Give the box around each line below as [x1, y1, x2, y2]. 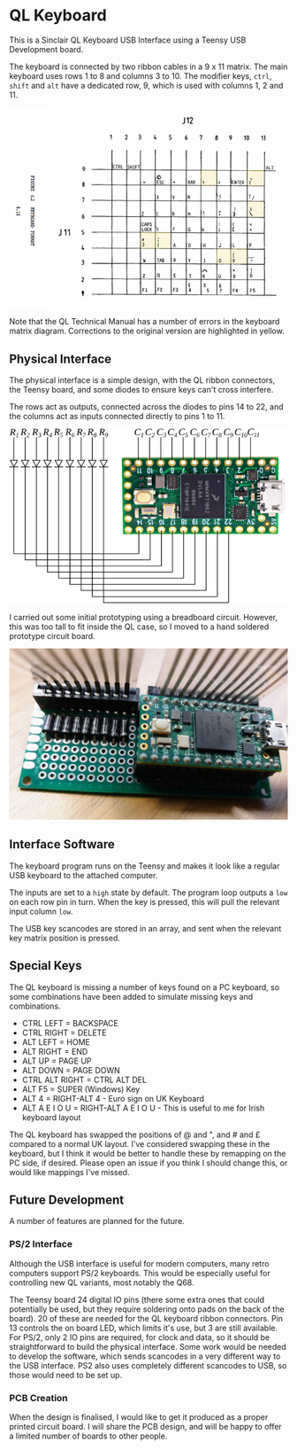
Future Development [9, 1192, 125, 1207]
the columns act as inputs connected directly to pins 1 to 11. [9, 411, 225, 422]
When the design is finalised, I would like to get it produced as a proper [9, 1412, 269, 1423]
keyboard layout [21, 1111, 81, 1122]
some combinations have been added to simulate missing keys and [9, 991, 254, 1002]
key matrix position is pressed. [9, 932, 121, 943]
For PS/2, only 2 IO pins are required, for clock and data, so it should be [9, 1331, 270, 1343]
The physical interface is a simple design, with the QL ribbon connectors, [9, 375, 276, 386]
